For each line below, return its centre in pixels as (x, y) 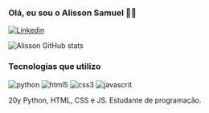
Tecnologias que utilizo (55, 67)
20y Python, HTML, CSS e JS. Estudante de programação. (105, 100)
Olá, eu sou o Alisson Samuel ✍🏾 (72, 13)
